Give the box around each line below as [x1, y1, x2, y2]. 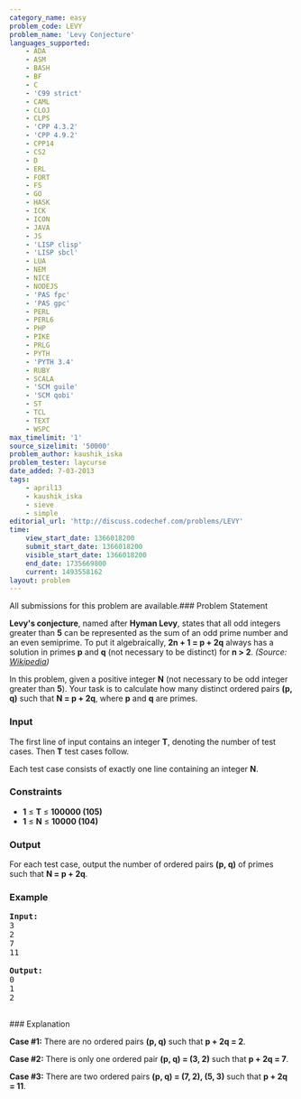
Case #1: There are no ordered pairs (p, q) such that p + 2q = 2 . [9, 1036, 246, 1048]
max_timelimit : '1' [9, 433, 83, 442]
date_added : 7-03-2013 [9, 467, 95, 476]
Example [9, 891, 49, 904]
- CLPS [25, 114, 50, 123]
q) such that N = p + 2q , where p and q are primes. [9, 693, 198, 704]
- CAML [25, 97, 50, 107]
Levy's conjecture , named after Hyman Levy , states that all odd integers [9, 618, 281, 629]
